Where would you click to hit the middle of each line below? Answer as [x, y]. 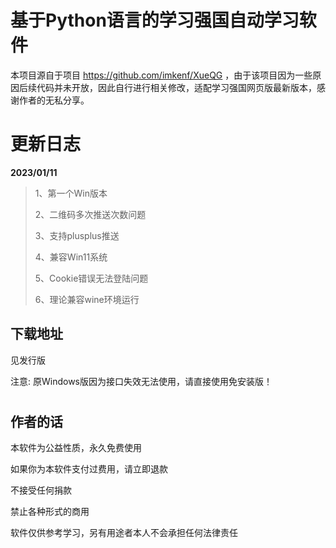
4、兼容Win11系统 [71, 257]
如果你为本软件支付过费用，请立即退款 [89, 469]
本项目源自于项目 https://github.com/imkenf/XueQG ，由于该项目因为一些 [161, 75]
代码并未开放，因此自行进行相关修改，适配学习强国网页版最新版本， [176, 87]
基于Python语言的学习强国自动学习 [155, 20]
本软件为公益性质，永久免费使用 [76, 448]
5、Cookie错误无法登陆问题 [91, 278]
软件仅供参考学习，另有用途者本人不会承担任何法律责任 [124, 533]
